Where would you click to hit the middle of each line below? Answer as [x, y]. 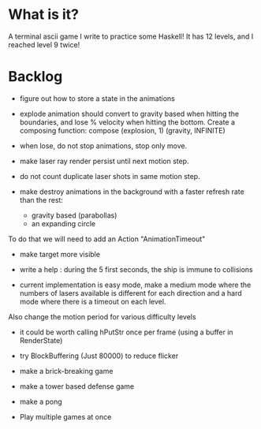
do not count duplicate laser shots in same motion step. [110, 176]
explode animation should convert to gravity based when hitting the [129, 114]
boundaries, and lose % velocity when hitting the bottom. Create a [127, 122]
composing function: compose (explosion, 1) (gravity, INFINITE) [123, 130]
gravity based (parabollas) [74, 215]
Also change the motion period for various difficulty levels [102, 316]
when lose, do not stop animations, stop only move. [103, 145]
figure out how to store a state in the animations [97, 98]
